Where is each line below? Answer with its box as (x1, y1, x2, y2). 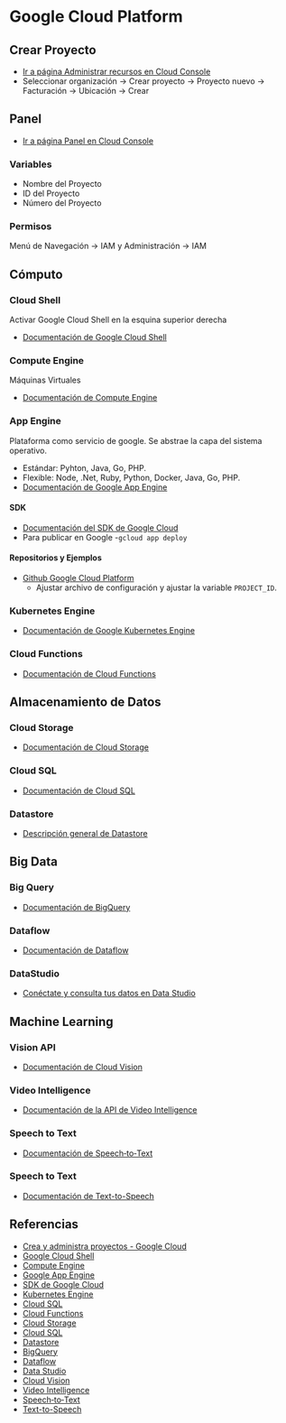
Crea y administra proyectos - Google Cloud (22, 1241, 187, 1252)
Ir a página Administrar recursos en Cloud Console (22, 66, 211, 77)
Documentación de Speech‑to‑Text (22, 1148, 153, 1159)
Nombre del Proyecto (22, 179, 102, 189)
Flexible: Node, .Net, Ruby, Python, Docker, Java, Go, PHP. (22, 472, 241, 483)
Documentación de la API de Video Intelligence (22, 1104, 198, 1115)
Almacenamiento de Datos (9, 695, 161, 710)
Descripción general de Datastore (22, 827, 149, 838)
